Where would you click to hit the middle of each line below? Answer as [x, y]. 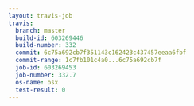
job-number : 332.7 [46, 75]
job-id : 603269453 [46, 68]
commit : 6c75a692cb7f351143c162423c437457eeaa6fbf [101, 53]
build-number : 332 [46, 45]
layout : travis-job [41, 16]
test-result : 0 [41, 90]
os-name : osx [37, 82]
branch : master [41, 30]
